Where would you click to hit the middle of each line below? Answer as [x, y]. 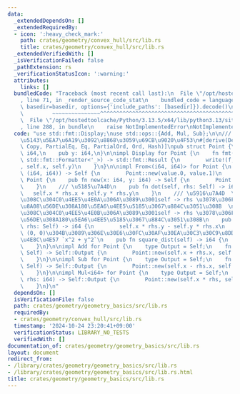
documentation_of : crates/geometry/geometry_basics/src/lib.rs [104, 346]
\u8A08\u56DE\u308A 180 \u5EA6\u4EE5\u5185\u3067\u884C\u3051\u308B [121, 207]
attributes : [32, 80]
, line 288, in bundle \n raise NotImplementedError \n [107, 127]
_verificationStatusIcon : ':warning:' [72, 74]
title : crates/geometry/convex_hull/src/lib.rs [92, 47]
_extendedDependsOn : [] [49, 21]
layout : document [33, 353]
